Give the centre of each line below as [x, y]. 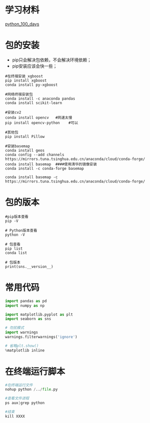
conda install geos [25, 150]
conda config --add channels [35, 155]
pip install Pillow [25, 136]
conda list [16, 253]
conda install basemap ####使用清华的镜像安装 [51, 164]
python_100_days [22, 24]
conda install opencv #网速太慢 [39, 118]
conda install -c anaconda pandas [40, 99]
